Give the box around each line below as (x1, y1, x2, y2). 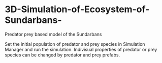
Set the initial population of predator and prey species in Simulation (5, 41, 145, 47)
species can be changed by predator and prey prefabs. (5, 52, 120, 58)
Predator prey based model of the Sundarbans (5, 31, 102, 37)
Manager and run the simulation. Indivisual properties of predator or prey (5, 46, 157, 52)
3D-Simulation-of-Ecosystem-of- (5, 4, 150, 15)
